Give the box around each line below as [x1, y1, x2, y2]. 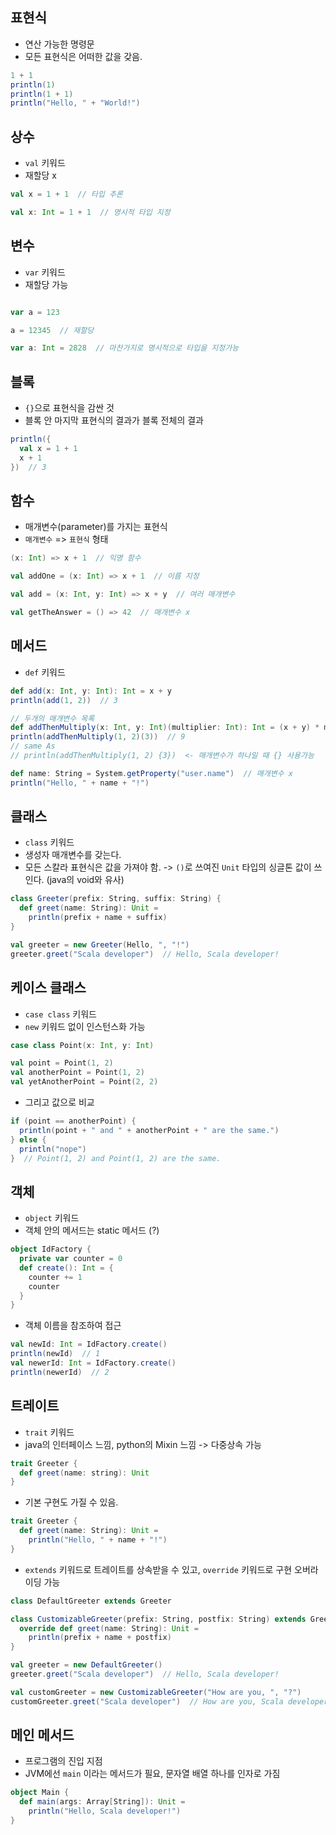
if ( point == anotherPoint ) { [10, 1116, 137, 1126]
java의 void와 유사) [49, 874, 125, 886]
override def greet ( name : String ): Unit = [19, 1623, 199, 1633]
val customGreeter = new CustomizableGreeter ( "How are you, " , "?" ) [10, 1687, 302, 1697]
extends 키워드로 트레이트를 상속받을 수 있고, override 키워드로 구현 [24, 1563, 293, 1575]
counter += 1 [28, 1272, 83, 1282]
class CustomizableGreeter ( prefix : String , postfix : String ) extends [10, 1614, 307, 1624]
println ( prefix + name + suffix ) [28, 913, 168, 923]
